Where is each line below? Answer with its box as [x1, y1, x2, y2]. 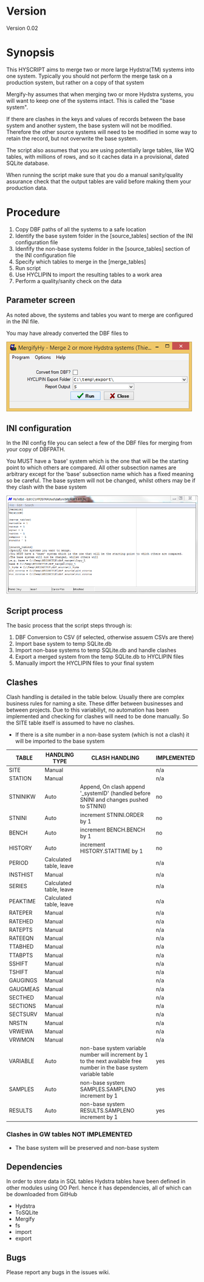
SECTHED [8, 993, 35, 1001]
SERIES [8, 883, 27, 890]
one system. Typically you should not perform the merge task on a [6, 72, 172, 80]
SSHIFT [8, 960, 29, 967]
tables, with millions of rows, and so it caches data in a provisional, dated [6, 153, 189, 160]
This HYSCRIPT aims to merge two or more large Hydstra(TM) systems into [6, 66, 195, 73]
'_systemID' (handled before [80, 790, 151, 797]
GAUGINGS [8, 977, 38, 984]
